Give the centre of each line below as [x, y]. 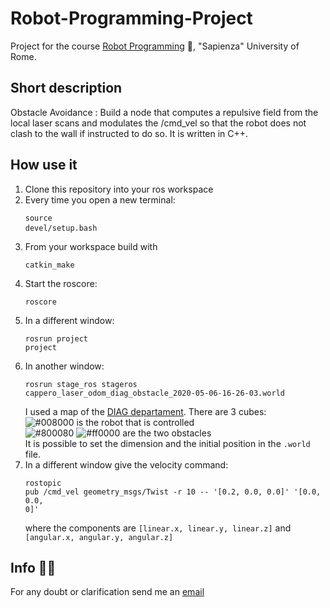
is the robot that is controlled [135, 422]
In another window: [64, 366]
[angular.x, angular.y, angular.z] [99, 537]
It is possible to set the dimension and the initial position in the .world [167, 443]
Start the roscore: [61, 283]
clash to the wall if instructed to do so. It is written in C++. [129, 133]
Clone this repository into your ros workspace [119, 189]
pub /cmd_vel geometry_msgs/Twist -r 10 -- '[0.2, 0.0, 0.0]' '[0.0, [173, 492]
